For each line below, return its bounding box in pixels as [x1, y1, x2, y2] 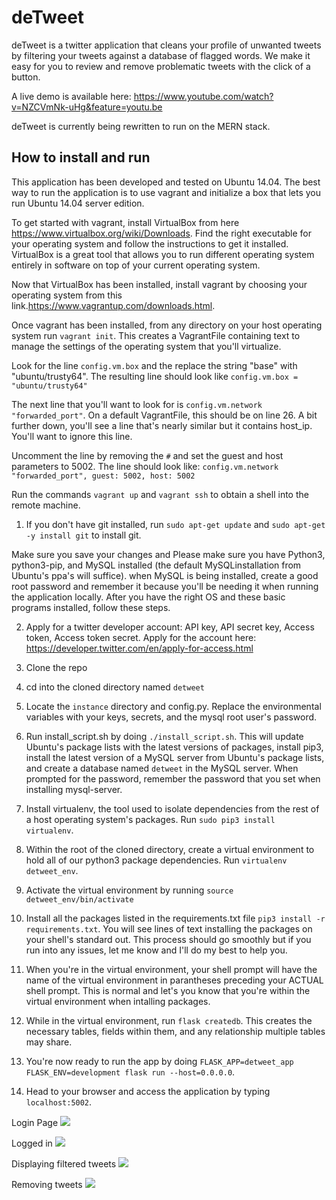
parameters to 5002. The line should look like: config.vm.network [11, 460, 279, 472]
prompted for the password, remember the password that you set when [25, 772, 321, 785]
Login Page [11, 1116, 59, 1128]
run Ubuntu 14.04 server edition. [11, 197, 145, 209]
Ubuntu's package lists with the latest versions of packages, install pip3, [25, 741, 324, 753]
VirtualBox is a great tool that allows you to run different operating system [11, 248, 315, 260]
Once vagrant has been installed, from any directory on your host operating [11, 319, 323, 331]
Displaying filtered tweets [11, 1157, 117, 1170]
